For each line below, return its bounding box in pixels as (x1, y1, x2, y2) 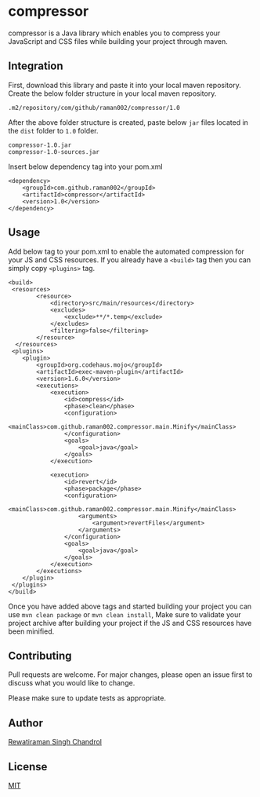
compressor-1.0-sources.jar (8, 148, 100, 155)
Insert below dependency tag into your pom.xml (8, 162, 163, 171)
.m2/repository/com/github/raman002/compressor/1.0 (8, 104, 180, 112)
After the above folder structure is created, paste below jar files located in (8, 117, 249, 127)
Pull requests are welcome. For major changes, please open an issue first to (8, 670, 253, 679)
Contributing (8, 649, 72, 662)
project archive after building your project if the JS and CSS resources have (8, 618, 252, 627)
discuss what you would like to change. (8, 678, 135, 688)
